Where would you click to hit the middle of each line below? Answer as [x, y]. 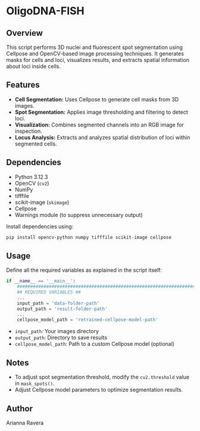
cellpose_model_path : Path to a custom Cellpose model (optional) [94, 344]
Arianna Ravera [25, 423]
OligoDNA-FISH [45, 11]
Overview [25, 33]
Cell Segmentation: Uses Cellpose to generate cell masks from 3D [97, 99]
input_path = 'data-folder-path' [58, 303]
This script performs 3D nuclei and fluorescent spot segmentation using [95, 47]
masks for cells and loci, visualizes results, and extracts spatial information [98, 60]
